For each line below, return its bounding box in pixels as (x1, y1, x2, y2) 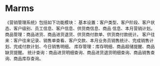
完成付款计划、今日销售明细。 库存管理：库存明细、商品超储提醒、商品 (13, 43, 155, 49)
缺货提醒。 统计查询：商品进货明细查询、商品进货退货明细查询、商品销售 (5, 49, 151, 55)
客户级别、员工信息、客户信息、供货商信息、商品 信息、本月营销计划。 (13, 25, 155, 31)
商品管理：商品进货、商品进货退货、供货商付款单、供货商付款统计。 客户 (5, 31, 151, 37)
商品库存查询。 (13, 55, 44, 61)
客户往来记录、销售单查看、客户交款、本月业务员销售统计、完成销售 (13, 37, 149, 43)
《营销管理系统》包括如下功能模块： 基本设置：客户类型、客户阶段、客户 (5, 19, 151, 25)
